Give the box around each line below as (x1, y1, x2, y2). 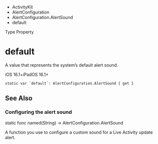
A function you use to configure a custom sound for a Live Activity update (5, 129, 153, 135)
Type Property (5, 29, 34, 35)
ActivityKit (12, 4, 33, 10)
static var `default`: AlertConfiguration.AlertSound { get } (5, 81, 134, 86)
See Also (5, 94, 33, 103)
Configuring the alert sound (5, 109, 72, 116)
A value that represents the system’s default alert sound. (5, 62, 118, 68)
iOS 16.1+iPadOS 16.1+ (5, 72, 49, 77)
